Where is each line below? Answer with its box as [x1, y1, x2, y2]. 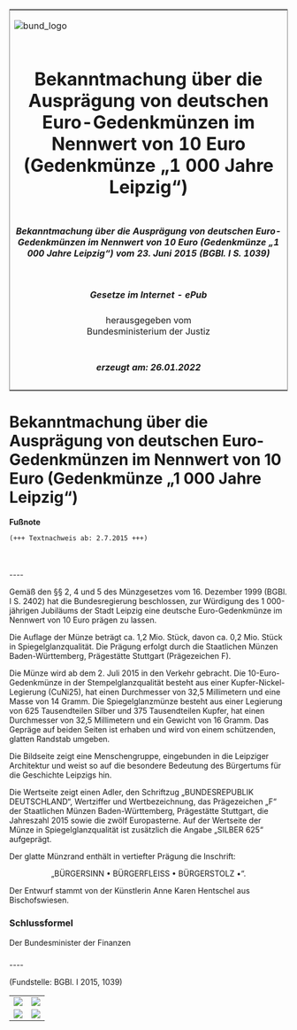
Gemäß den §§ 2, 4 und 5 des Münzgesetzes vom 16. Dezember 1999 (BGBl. [9, 586, 287, 597]
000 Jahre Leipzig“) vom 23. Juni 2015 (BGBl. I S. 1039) [27, 247, 270, 259]
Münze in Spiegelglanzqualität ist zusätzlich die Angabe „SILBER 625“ [9, 825, 263, 835]
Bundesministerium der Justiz [87, 325, 210, 337]
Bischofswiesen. [9, 894, 69, 906]
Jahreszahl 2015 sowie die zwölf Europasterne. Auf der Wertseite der [9, 815, 262, 826]
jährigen [9, 606, 40, 616]
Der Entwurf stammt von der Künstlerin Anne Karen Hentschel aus [9, 886, 250, 896]
